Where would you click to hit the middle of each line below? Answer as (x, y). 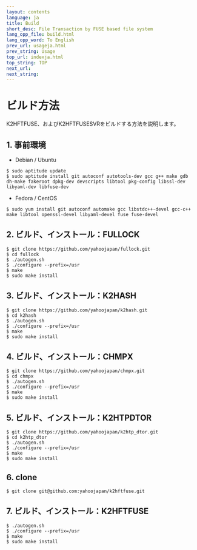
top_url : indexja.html (35, 57)
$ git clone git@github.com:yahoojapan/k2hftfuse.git (76, 491)
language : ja (23, 18)
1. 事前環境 (26, 145)
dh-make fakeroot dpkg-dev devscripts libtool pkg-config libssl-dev (96, 182)
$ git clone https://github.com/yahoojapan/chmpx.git (76, 371)
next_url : (19, 68)
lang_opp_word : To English (40, 40)
